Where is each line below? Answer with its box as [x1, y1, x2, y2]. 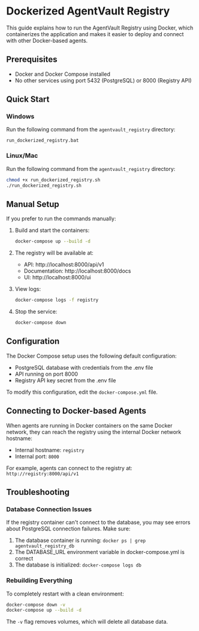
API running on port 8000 [14, 370, 79, 378]
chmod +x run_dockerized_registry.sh [6, 176, 101, 183]
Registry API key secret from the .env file [14, 376, 116, 384]
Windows [6, 113, 35, 121]
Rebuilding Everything [6, 576, 73, 585]
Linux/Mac [6, 152, 38, 160]
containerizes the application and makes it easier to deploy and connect [6, 30, 184, 37]
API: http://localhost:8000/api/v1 [23, 261, 104, 269]
